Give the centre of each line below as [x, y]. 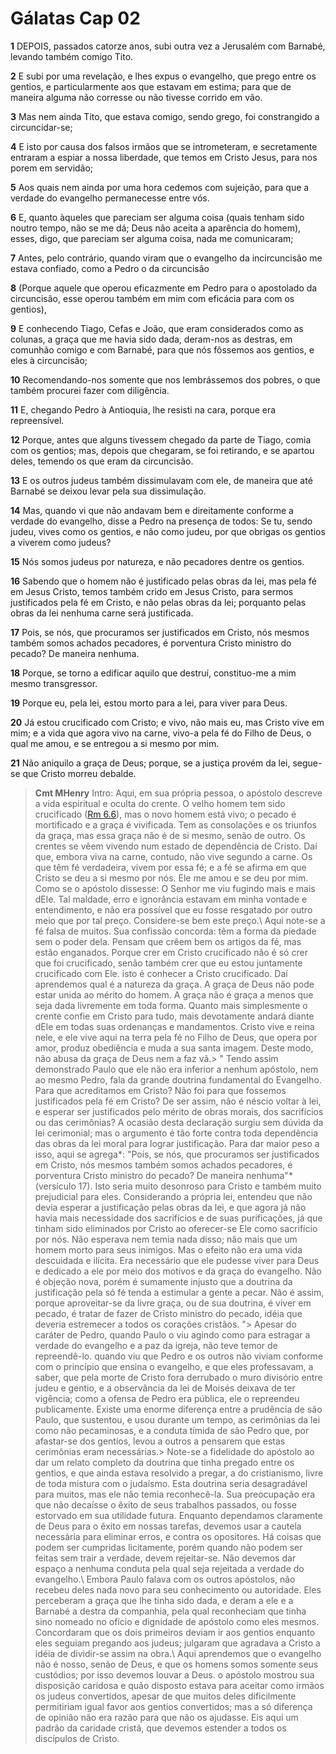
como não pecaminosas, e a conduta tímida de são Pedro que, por [172, 1430]
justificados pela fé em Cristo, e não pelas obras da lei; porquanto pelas [158, 602]
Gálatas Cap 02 [75, 18]
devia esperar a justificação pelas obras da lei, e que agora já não [170, 1207]
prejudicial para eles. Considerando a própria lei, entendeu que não [173, 1196]
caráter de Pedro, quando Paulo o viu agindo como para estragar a [172, 1334]
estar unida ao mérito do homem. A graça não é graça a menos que [174, 994]
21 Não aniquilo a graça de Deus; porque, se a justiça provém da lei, [150, 763]
